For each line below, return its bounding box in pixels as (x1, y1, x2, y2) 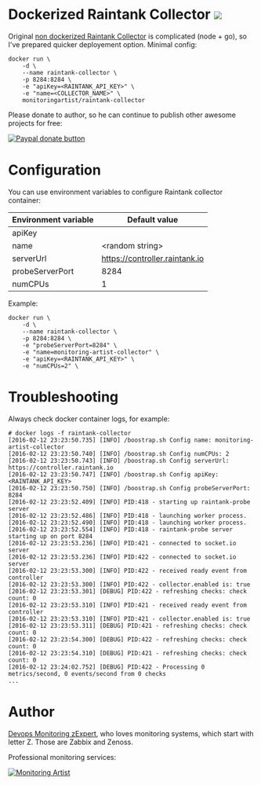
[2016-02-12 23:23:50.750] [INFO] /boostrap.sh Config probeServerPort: (8, 484, 251, 492)
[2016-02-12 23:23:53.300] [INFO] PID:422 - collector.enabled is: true (8, 580, 251, 589)
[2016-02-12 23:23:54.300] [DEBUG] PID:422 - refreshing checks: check (8, 635, 247, 644)
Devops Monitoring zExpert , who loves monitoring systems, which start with (8, 728, 254, 738)
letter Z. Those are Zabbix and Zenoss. (8, 737, 133, 746)
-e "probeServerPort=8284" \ (22, 341, 118, 349)
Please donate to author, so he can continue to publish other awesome (8, 110, 237, 119)
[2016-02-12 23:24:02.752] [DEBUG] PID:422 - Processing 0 (8, 662, 205, 671)
